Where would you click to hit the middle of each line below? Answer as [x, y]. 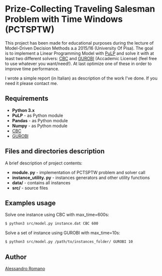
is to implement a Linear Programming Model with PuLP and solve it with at [80, 53]
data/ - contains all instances [41, 182]
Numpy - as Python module [40, 126]
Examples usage [30, 203]
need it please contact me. [31, 83]
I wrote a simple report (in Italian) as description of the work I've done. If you [81, 78]
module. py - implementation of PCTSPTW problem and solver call [79, 172]
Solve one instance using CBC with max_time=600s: [57, 215]
